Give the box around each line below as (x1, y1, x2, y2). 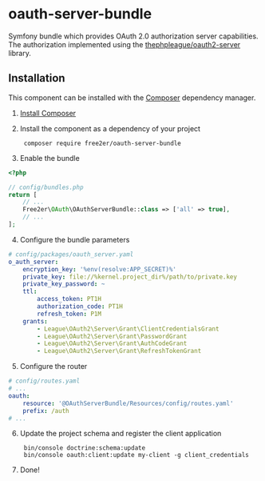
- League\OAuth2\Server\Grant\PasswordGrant (37, 332, 188, 340)
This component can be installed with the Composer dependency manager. (8, 93, 256, 102)
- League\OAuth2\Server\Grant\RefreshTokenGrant (37, 347, 202, 355)
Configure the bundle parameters (19, 234, 130, 244)
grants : (22, 317, 48, 325)
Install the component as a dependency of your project (19, 123, 201, 133)
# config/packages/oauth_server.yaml (8, 250, 134, 259)
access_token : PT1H (37, 295, 102, 303)
